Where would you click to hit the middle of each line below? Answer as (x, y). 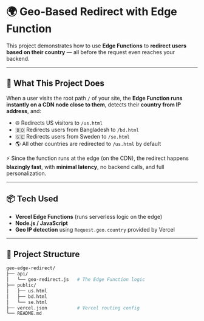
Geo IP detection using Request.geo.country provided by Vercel (95, 229)
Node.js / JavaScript (41, 223)
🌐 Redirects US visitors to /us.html (59, 123)
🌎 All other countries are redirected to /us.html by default (88, 143)
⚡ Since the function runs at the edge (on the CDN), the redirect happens (98, 158)
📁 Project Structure (43, 254)
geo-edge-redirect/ (31, 268)
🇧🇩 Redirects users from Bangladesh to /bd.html (77, 129)
